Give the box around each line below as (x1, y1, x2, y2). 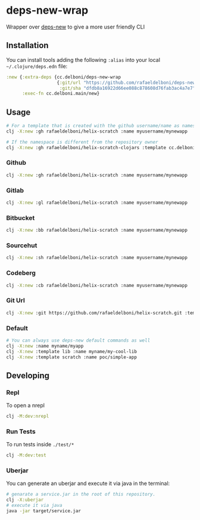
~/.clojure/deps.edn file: (6, 62, 68, 70)
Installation (6, 40, 49, 51)
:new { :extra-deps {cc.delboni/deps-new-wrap (6, 74, 121, 80)
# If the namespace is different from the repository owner (6, 139, 159, 145)
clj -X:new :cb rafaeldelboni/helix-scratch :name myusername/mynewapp (6, 282, 187, 288)
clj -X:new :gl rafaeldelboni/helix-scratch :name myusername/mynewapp (6, 200, 187, 206)
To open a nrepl (6, 402, 45, 409)
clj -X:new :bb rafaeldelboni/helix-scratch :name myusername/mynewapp (6, 227, 187, 234)
